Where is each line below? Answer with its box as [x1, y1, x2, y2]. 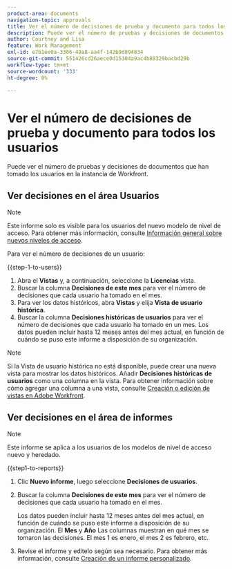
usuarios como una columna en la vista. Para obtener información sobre [7, 377, 213, 385]
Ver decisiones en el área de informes [7, 411, 173, 423]
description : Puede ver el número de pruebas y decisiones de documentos [7, 29, 224, 37]
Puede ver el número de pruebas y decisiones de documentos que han [7, 162, 209, 171]
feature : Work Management [7, 42, 81, 49]
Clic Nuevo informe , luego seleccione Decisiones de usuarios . [17, 477, 198, 485]
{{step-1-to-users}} [7, 263, 62, 272]
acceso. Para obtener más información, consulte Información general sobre [7, 229, 222, 237]
